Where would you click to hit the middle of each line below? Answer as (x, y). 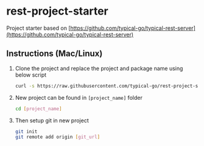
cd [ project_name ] (38, 109)
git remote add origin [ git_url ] (58, 137)
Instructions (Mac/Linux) (55, 54)
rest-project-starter (57, 11)
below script (31, 75)
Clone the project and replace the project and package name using (99, 68)
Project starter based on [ (38, 28)
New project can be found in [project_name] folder (79, 97)
